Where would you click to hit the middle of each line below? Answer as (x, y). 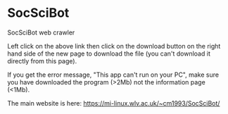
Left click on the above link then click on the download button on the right (114, 46)
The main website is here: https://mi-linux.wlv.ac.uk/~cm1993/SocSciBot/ (114, 103)
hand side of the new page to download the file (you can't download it (109, 53)
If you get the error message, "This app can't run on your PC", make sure (113, 75)
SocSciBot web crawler (41, 32)
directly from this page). (42, 61)
